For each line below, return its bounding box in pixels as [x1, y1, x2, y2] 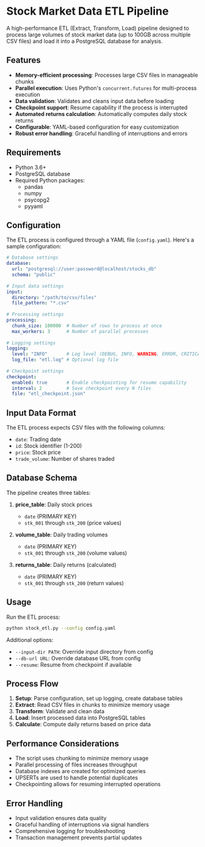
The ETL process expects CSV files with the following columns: [6, 424, 166, 431]
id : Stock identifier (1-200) [15, 442, 82, 450]
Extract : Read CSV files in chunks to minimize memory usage [15, 701, 170, 708]
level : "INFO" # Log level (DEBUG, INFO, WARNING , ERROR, [12, 351, 179, 358]
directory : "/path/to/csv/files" [12, 294, 97, 300]
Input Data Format [6, 408, 76, 418]
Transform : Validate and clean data [15, 708, 105, 715]
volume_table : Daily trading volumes [15, 531, 108, 538]
